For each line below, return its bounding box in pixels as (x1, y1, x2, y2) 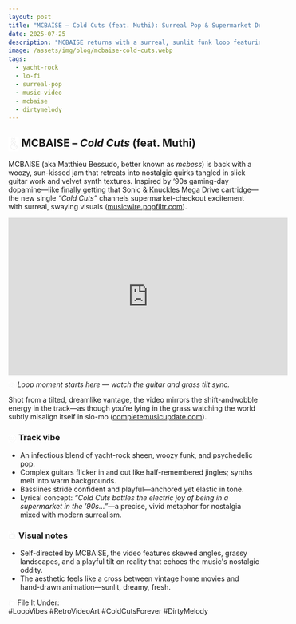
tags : (8, 55, 26, 63)
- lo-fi (15, 72, 41, 80)
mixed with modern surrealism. (19, 510, 122, 519)
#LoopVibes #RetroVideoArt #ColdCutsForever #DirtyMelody (8, 606, 209, 615)
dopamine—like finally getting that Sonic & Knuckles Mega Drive (8, 185, 219, 195)
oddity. (19, 565, 43, 574)
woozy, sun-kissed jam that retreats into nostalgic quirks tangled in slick (8, 168, 246, 177)
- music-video (15, 89, 62, 97)
